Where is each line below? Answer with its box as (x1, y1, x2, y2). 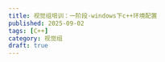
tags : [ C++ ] (8, 27, 48, 35)
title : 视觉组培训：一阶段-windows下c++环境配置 (8, 11, 158, 20)
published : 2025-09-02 (8, 19, 85, 27)
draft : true (8, 42, 48, 50)
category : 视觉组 (8, 34, 63, 43)
